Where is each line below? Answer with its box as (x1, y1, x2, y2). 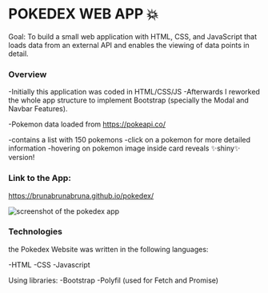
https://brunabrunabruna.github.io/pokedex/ (8, 191, 154, 200)
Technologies (8, 226, 62, 237)
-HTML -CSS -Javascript (8, 259, 90, 269)
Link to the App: (8, 173, 72, 184)
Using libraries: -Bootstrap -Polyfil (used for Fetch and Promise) (8, 275, 218, 285)
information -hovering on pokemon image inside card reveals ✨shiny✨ (8, 143, 241, 153)
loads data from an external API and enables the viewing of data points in (8, 40, 250, 50)
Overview (8, 69, 47, 80)
